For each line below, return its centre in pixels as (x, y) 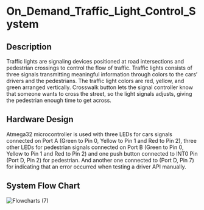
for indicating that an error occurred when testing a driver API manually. (97, 167)
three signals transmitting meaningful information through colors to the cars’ (102, 74)
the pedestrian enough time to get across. (59, 100)
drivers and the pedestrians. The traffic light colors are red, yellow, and (95, 81)
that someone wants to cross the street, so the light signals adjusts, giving (99, 94)
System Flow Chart (43, 186)
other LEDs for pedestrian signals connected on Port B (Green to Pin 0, (95, 147)
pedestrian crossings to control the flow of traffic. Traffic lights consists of (100, 68)
